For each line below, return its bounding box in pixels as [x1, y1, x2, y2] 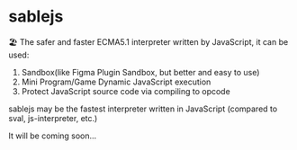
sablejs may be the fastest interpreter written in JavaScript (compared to [8, 103, 278, 114]
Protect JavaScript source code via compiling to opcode [21, 85, 230, 96]
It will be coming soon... [8, 130, 97, 141]
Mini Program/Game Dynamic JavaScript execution [21, 76, 211, 87]
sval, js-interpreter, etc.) [8, 112, 98, 123]
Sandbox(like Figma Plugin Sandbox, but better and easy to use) [21, 66, 260, 77]
